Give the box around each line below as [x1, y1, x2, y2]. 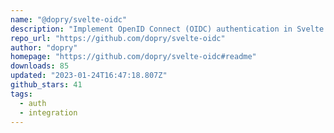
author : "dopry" [10, 42, 78, 53]
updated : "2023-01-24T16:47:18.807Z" [10, 71, 168, 81]
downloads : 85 [10, 61, 70, 71]
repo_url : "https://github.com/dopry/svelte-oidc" [10, 33, 226, 43]
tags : [10, 89, 33, 99]
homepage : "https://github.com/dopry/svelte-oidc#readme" [10, 52, 257, 62]
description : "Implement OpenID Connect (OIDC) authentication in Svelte [10, 24, 325, 34]
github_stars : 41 [10, 80, 83, 90]
